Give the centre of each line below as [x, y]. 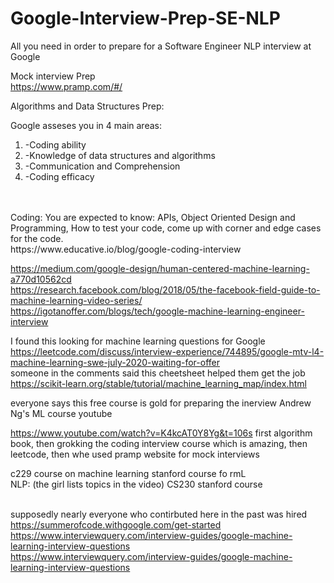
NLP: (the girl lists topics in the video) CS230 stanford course [136, 484]
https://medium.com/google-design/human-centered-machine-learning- [160, 268]
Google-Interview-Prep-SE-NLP [145, 18]
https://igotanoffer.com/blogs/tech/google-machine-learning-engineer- [157, 311]
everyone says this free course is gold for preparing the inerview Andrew [161, 403]
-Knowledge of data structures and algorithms [120, 155]
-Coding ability [55, 144]
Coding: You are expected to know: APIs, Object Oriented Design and [153, 217]
